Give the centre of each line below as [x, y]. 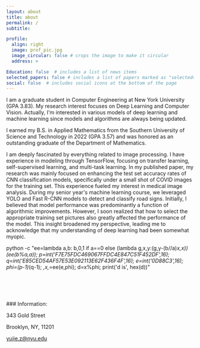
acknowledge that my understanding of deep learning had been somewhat [98, 230]
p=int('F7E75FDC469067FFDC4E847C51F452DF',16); [104, 255]
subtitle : [18, 28]
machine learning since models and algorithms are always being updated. [97, 119]
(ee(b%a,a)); [22, 255]
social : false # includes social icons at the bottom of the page [92, 83]
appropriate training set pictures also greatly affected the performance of [96, 218]
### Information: [27, 304]
